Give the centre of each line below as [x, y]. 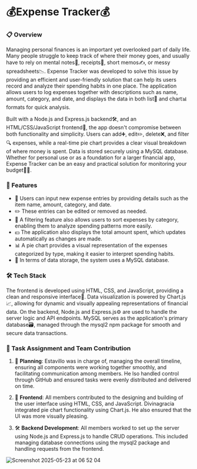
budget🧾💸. [19, 170]
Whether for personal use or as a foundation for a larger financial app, [91, 158]
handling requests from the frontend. [59, 449]
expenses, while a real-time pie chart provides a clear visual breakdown [100, 143]
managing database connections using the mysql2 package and [92, 443]
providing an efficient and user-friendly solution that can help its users [91, 80]
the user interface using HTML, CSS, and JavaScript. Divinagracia [94, 404]
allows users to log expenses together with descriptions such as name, [92, 92]
